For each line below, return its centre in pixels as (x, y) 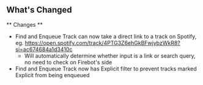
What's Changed (39, 10)
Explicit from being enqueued (52, 75)
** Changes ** (24, 24)
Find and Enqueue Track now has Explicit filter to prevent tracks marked (106, 69)
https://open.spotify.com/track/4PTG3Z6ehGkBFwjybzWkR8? (102, 42)
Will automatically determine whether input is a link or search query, (110, 56)
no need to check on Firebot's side (68, 62)
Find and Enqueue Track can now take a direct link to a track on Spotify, (106, 36)
